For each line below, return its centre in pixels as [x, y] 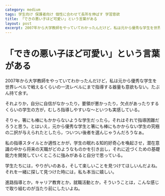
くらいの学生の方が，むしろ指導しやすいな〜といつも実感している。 [74, 110]
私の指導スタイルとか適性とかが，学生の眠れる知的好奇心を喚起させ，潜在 [80, 143]
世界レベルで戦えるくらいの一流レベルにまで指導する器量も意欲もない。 [78, 87]
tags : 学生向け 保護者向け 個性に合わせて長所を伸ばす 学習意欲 [63, 14]
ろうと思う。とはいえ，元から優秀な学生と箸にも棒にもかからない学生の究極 [82, 127]
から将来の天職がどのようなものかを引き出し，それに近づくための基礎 [89, 149]
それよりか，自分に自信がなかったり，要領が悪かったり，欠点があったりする [82, 103]
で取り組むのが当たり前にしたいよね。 [44, 189]
